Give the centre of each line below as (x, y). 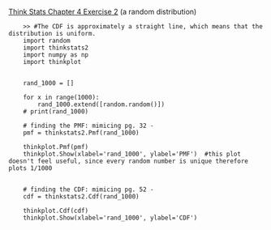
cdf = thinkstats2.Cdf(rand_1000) (81, 197)
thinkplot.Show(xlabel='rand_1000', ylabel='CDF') (110, 218)
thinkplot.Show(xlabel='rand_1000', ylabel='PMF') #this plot (132, 154)
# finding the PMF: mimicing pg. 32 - (88, 126)
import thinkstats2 (56, 48)
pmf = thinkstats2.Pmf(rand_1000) (81, 133)
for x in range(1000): (61, 97)
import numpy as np (56, 55)
